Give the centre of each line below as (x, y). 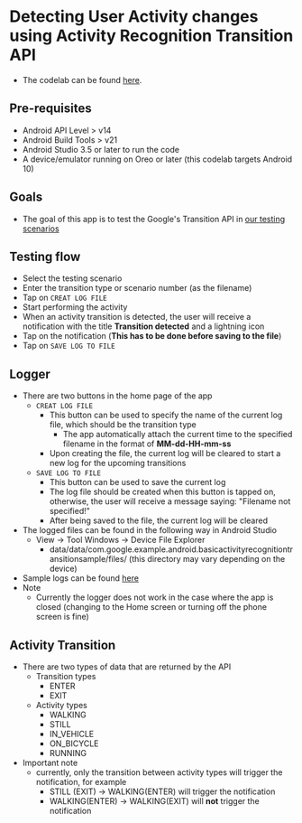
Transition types (66, 676)
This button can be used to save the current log (137, 482)
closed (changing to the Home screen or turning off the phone (151, 607)
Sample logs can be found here (81, 578)
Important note (50, 762)
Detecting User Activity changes (134, 17)
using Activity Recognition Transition (151, 36)
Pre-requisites (50, 109)
